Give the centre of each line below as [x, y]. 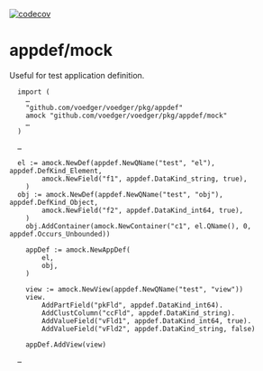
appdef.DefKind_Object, [54, 202]
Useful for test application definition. [77, 75]
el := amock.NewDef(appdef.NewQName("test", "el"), [117, 162]
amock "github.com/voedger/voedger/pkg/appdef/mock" [127, 116]
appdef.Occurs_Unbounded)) [60, 234]
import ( [34, 92]
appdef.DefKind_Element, [56, 171]
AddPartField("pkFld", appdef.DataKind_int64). [132, 305]
